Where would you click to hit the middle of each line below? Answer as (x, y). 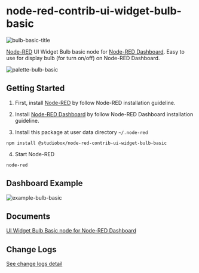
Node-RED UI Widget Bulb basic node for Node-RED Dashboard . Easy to (96, 51)
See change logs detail (34, 264)
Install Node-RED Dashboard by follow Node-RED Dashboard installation (104, 114)
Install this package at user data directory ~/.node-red (81, 132)
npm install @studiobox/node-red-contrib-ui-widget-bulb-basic (87, 143)
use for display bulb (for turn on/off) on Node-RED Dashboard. (83, 58)
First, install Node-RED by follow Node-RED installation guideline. (95, 103)
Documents (28, 216)
